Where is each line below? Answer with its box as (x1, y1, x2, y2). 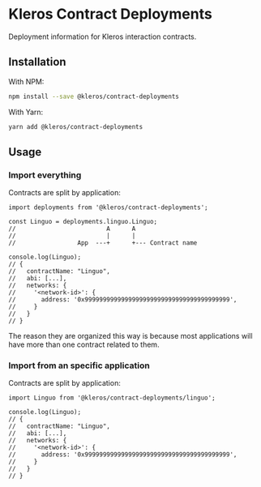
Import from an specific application (8, 360, 150, 371)
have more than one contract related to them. (8, 340, 160, 349)
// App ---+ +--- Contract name (8, 239, 198, 247)
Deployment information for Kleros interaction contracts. (8, 32, 197, 41)
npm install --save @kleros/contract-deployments (8, 92, 180, 100)
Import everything (8, 169, 82, 181)
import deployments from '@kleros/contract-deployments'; (8, 203, 208, 211)
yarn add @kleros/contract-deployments (8, 122, 143, 130)
